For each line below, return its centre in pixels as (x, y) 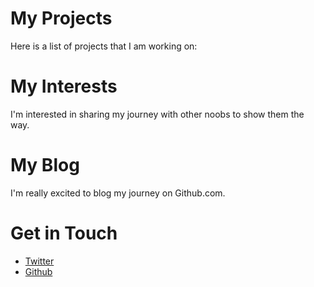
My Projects (61, 18)
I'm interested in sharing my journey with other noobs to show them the (157, 114)
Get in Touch (64, 233)
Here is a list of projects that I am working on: (104, 46)
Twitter (39, 261)
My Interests (64, 86)
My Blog (45, 165)
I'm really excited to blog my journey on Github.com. (118, 193)
